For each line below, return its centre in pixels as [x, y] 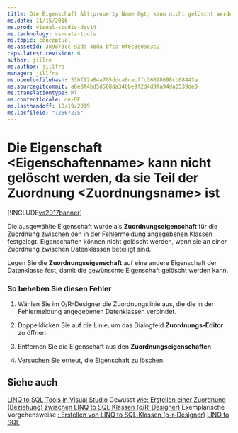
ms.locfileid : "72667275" [45, 113]
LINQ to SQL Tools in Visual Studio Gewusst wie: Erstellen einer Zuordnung [117, 399]
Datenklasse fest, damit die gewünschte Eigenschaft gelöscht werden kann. [118, 270]
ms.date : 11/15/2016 [38, 21]
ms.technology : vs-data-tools [52, 34]
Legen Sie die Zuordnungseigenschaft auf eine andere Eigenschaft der [112, 262]
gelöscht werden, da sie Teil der [103, 178]
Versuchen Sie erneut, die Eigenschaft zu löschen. [91, 360]
